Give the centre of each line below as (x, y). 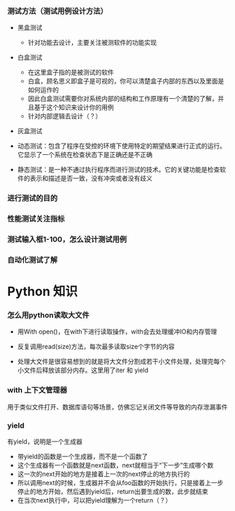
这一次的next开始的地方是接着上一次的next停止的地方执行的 (104, 474)
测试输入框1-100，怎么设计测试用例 (67, 240)
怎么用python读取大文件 (48, 315)
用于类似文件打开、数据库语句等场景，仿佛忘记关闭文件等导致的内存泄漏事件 (117, 407)
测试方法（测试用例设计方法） (58, 11)
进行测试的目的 (33, 198)
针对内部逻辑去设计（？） (65, 116)
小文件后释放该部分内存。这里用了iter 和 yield (83, 370)
